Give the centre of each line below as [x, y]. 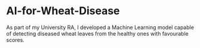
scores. [16, 40]
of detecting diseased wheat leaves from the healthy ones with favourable [98, 33]
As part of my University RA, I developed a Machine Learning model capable [100, 27]
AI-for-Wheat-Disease [63, 11]
